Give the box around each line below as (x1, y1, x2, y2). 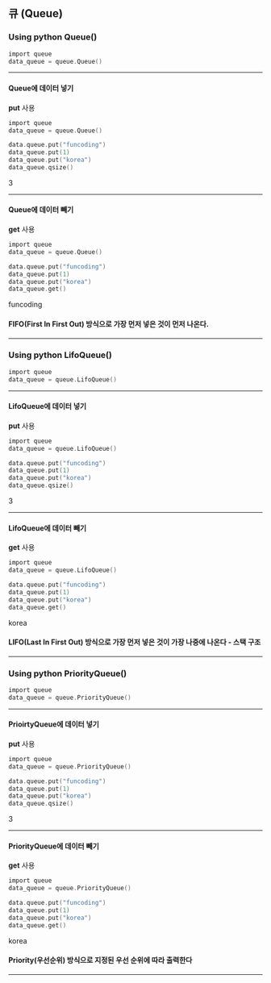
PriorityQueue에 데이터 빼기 (8, 841, 99, 851)
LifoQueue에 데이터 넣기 (8, 402, 87, 411)
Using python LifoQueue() (8, 349, 113, 360)
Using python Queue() (8, 31, 98, 43)
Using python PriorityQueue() (8, 668, 127, 679)
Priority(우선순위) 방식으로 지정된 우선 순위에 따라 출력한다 (8, 956, 193, 965)
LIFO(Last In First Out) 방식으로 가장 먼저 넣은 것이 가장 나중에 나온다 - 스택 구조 (8, 637, 261, 647)
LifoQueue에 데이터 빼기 (8, 523, 87, 533)
